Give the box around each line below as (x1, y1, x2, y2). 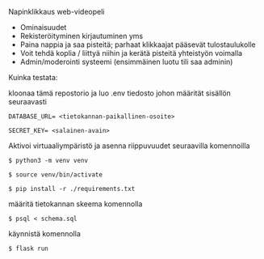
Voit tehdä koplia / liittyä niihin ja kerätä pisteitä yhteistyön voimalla (19, 49, 243, 57)
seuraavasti (8, 97, 47, 106)
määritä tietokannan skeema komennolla (8, 199, 143, 209)
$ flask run (8, 244, 48, 253)
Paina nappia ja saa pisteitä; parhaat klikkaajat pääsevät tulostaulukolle (19, 40, 256, 49)
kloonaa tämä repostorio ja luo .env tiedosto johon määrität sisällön (8, 88, 232, 98)
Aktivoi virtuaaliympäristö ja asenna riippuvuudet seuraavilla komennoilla (8, 141, 250, 151)
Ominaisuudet (19, 23, 67, 32)
